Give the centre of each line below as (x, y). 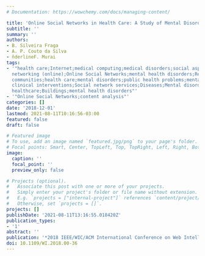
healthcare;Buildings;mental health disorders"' (75, 91)
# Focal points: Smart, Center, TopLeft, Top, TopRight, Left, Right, (98, 148)
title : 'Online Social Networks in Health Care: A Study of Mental (94, 23)
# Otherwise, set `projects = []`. (54, 204)
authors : (17, 40)
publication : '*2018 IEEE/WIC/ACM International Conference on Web (94, 238)
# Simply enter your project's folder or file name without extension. (102, 193)
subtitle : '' (23, 29)
